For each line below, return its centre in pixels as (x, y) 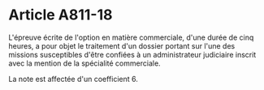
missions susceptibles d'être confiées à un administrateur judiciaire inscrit (132, 54)
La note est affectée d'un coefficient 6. (73, 79)
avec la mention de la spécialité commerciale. (84, 63)
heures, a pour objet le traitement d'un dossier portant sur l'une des (122, 45)
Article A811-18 (61, 15)
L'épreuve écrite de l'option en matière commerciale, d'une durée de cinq (131, 37)
